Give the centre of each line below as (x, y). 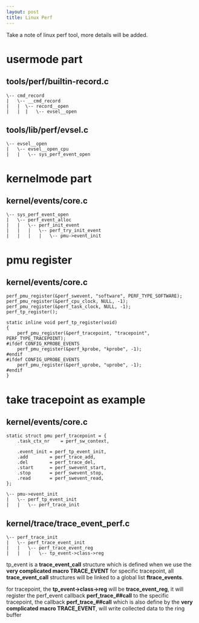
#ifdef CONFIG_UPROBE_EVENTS (43, 360)
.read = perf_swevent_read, (60, 478)
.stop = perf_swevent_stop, (60, 473)
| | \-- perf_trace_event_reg (50, 548)
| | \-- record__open (38, 106)
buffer (14, 615)
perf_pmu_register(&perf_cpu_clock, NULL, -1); (67, 302)
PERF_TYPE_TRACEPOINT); (36, 339)
